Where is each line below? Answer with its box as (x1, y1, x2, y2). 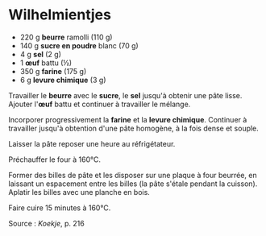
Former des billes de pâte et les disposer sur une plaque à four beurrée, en (8, 170, 257, 180)
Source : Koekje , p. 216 (8, 218, 85, 228)
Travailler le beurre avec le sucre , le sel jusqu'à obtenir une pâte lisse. (8, 90, 243, 100)
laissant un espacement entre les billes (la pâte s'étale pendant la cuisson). (8, 179, 258, 188)
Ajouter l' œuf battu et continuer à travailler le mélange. (8, 99, 191, 109)
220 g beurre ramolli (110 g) (19, 32, 113, 42)
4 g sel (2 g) (19, 49, 62, 59)
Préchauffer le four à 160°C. (8, 155, 101, 164)
